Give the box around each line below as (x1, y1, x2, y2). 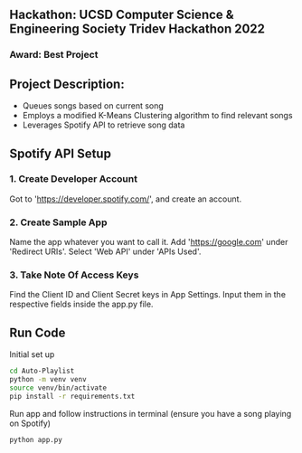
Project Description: (9, 76, 125, 91)
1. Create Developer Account (9, 173, 138, 185)
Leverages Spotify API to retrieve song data (22, 119, 185, 130)
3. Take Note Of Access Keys (9, 269, 139, 281)
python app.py (9, 435, 63, 444)
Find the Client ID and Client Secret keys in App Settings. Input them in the (9, 289, 287, 300)
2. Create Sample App (9, 216, 108, 229)
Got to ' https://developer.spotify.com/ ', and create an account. (9, 193, 242, 204)
